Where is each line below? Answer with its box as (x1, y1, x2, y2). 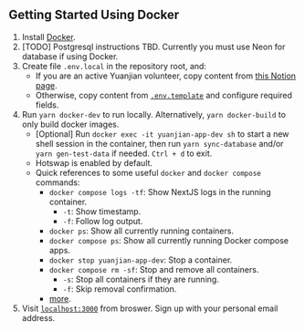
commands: (35, 177, 80, 188)
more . (48, 293, 72, 304)
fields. (35, 99, 59, 110)
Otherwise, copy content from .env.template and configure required (35, 89, 293, 100)
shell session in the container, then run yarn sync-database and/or (35, 138, 284, 149)
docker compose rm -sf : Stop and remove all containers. (48, 264, 259, 274)
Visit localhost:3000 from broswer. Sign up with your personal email (21, 303, 279, 314)
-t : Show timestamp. (62, 205, 142, 217)
